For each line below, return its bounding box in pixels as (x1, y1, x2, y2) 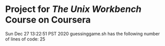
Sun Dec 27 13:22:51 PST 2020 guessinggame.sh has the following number (5, 30, 160, 36)
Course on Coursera (5, 14, 91, 25)
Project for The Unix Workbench (5, 3, 141, 15)
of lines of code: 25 (5, 36, 45, 42)
